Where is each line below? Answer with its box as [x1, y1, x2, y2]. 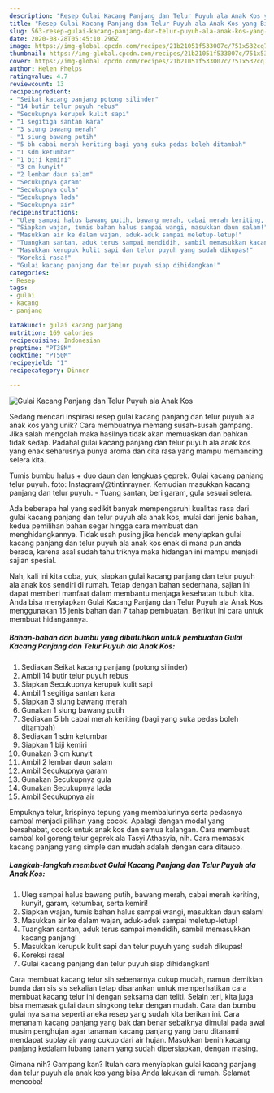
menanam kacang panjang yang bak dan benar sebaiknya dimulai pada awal [9, 1017, 265, 1027]
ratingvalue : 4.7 [9, 72, 68, 80]
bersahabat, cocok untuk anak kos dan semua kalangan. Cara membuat [9, 824, 250, 834]
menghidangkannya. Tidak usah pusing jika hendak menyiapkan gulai [9, 529, 242, 539]
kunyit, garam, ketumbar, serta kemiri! [20, 898, 149, 908]
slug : [9, 27, 28, 35]
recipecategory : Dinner [9, 367, 90, 375]
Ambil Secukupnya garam [20, 766, 108, 775]
